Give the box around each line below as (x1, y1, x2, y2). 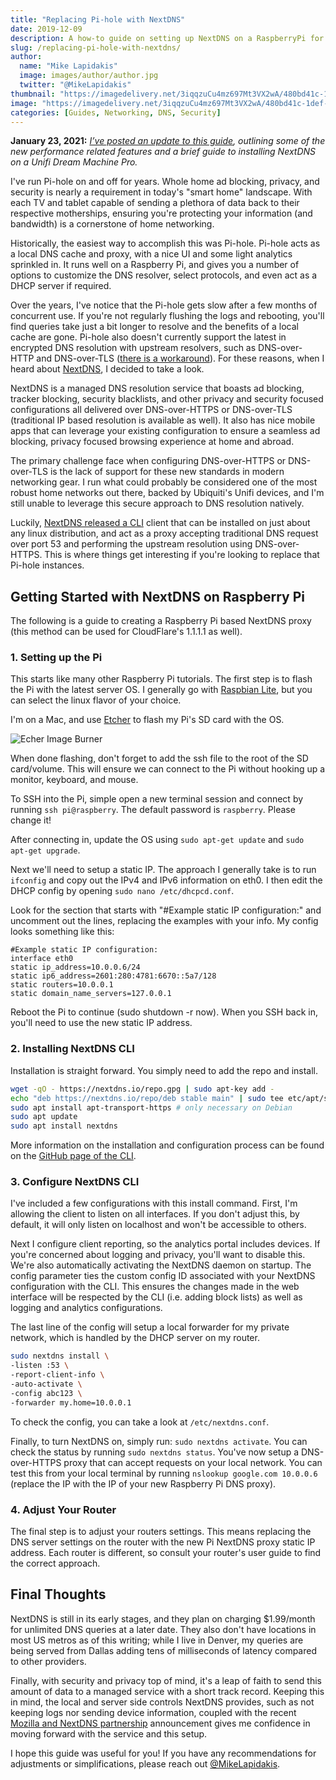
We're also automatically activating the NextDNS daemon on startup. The (10, 1259, 312, 1271)
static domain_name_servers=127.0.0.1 (10, 989, 172, 999)
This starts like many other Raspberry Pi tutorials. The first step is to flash (10, 673, 313, 685)
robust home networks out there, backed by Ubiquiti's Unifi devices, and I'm (10, 487, 325, 499)
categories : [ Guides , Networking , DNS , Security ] (10, 107, 222, 118)
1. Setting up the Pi (10, 651, 103, 665)
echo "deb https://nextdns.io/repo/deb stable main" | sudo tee (10, 1093, 284, 1103)
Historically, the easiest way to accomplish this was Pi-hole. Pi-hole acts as (10, 237, 321, 250)
